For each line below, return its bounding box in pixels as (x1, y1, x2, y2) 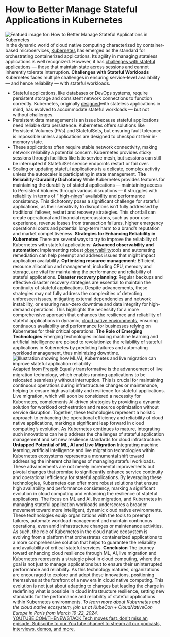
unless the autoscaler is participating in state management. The (12, 171, 146, 177)
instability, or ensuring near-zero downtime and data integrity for (12, 301, 148, 307)
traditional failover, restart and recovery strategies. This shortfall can (12, 209, 156, 215)
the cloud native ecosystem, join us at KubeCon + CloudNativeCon (12, 604, 153, 610)
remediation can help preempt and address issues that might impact (12, 252, 156, 258)
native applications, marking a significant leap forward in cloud (12, 420, 144, 426)
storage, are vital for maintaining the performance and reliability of (12, 269, 152, 275)
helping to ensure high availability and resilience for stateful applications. (12, 387, 165, 393)
